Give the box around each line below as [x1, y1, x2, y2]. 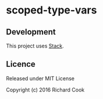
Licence [6, 59, 36, 69]
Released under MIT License [6, 74, 74, 82]
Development [6, 27, 56, 37]
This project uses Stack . [6, 42, 64, 49]
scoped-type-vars [6, 4, 97, 17]
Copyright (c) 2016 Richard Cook [6, 86, 85, 93]
